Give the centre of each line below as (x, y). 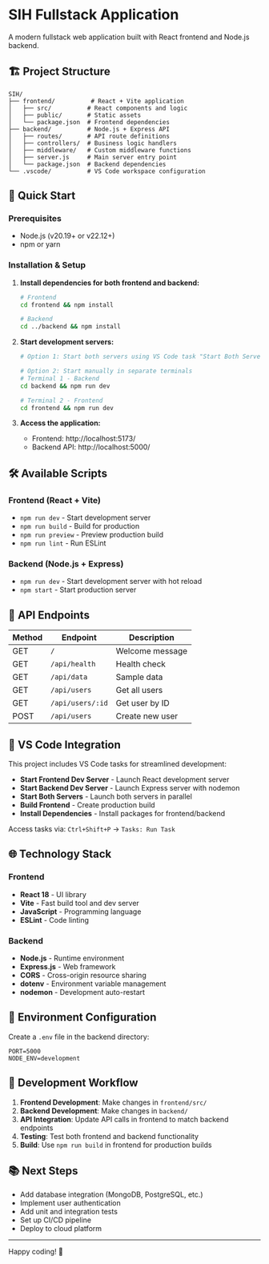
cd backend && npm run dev (65, 386)
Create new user (147, 716)
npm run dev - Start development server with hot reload (111, 582)
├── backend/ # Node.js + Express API (89, 129)
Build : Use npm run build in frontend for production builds (116, 1145)
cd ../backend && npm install (70, 327)
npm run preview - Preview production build (92, 535)
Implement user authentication (70, 1202)
